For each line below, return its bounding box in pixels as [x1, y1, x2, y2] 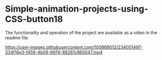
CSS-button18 [5, 14, 63, 25]
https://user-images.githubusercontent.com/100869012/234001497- [5, 44, 143, 50]
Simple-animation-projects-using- [5, 3, 149, 15]
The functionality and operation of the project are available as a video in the [5, 30, 158, 35]
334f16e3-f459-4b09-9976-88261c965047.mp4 [5, 49, 103, 55]
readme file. [5, 35, 29, 41]
